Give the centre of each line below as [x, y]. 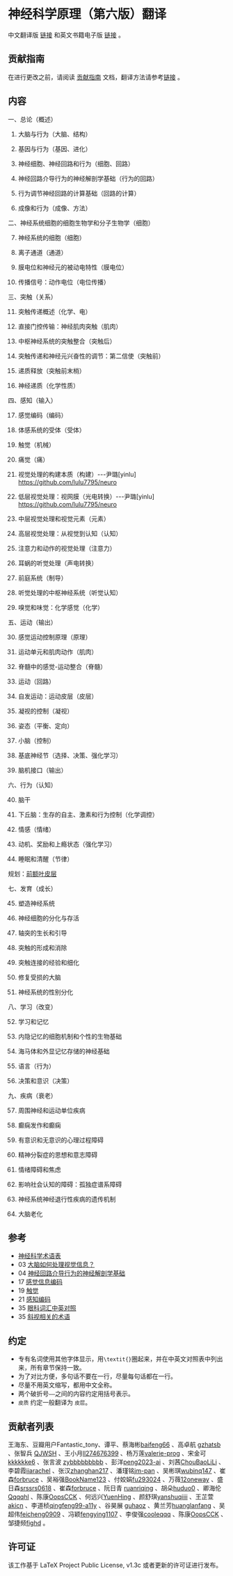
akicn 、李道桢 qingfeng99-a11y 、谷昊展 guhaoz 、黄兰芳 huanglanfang [110, 1505]
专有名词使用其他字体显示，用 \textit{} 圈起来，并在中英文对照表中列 [118, 1359]
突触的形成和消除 [42, 947]
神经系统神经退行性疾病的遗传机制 [67, 1199]
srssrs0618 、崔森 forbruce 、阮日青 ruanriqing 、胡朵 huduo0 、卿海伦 [121, 1488]
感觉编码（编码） [42, 415]
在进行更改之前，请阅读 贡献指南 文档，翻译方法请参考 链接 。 [96, 77]
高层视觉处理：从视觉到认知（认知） [70, 533]
